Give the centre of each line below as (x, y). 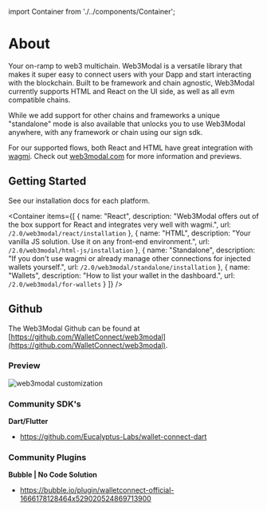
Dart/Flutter (28, 422)
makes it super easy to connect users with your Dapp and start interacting (130, 74)
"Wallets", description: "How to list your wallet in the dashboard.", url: (122, 275)
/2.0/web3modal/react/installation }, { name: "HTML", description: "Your (130, 233)
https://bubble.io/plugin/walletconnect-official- (97, 490)
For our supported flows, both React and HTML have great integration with (131, 148)
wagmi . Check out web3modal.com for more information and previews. (125, 156)
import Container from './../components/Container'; (92, 12)
